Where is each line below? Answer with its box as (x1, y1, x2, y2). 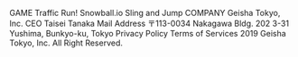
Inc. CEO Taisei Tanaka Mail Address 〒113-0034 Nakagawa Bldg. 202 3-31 (9, 18, 290, 28)
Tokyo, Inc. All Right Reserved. (9, 37, 124, 48)
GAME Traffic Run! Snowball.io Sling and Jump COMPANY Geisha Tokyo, (9, 8, 281, 18)
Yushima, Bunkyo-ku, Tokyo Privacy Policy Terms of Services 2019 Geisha (9, 28, 286, 38)
